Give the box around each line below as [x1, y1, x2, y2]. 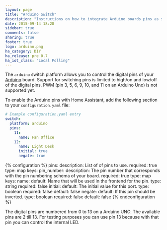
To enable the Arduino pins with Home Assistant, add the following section [5, 97, 158, 103]
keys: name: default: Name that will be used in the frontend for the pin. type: [5, 178, 162, 184]
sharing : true [5, 35, 35, 40]
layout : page [5, 7, 32, 12]
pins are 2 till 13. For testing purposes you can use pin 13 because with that [5, 214, 159, 220]
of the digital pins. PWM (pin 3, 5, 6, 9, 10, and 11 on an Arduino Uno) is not [5, 82, 158, 88]
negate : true [18, 153, 46, 159]
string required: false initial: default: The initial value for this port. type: [5, 183, 149, 189]
